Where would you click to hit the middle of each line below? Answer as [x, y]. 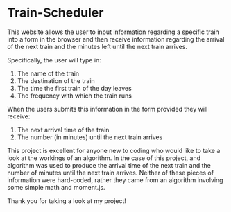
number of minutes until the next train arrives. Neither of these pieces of [110, 173]
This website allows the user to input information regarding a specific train [113, 32]
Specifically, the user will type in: [54, 60]
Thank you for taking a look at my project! [67, 201]
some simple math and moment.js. [56, 187]
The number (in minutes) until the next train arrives [90, 137]
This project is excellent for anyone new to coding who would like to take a [114, 150]
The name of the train [48, 73]
